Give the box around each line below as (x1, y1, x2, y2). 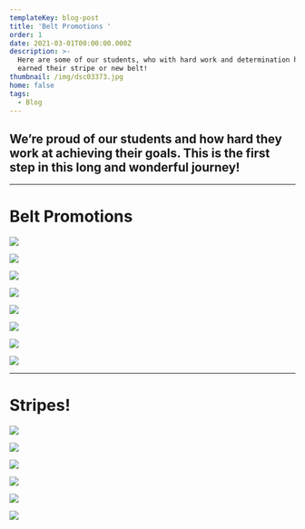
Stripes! (9, 396, 71, 416)
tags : (9, 89, 30, 98)
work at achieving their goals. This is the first (9, 145, 271, 161)
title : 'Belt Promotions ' (9, 22, 112, 31)
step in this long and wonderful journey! (9, 160, 241, 175)
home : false (9, 81, 54, 90)
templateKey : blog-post (9, 13, 100, 23)
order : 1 (9, 30, 43, 39)
